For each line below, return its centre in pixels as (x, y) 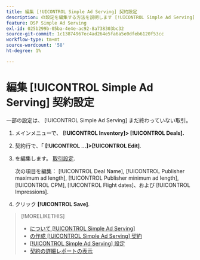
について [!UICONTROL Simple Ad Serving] (82, 228)
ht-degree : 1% (24, 51)
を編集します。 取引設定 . (45, 158)
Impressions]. (32, 192)
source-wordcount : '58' (36, 46)
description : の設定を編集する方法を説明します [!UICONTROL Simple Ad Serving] (101, 17)
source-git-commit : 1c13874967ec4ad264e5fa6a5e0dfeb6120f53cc (85, 34)
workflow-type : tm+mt (33, 40)
